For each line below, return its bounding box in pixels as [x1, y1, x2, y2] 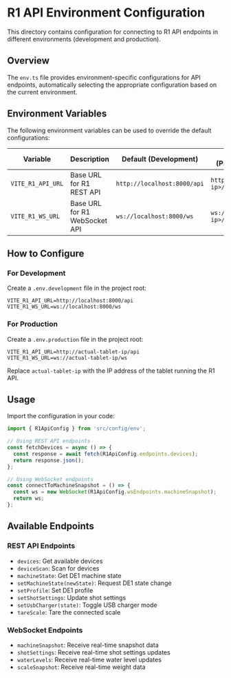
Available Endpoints [7, 520, 95, 532]
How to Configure [7, 247, 85, 259]
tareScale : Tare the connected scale [16, 608, 121, 616]
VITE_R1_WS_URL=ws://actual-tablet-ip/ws [7, 354, 128, 361]
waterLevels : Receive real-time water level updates [16, 655, 162, 664]
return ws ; [13, 495, 45, 502]
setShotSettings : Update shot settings [16, 593, 126, 602]
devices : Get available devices [16, 557, 103, 565]
